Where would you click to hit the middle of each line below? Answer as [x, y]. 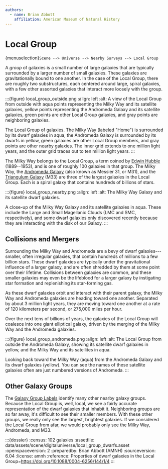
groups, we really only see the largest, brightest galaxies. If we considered [82, 419]
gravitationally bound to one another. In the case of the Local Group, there [82, 78]
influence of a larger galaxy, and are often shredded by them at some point [82, 267]
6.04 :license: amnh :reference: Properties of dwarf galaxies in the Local [80, 456]
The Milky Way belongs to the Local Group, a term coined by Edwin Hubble [83, 161]
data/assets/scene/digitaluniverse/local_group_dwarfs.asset [67, 445]
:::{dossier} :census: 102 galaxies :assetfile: [50, 440]
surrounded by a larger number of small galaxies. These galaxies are [76, 73]
